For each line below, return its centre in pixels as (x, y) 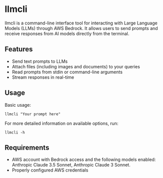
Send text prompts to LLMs (40, 61)
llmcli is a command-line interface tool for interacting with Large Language (81, 23)
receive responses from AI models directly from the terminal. (67, 33)
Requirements (27, 147)
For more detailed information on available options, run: (62, 123)
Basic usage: (18, 105)
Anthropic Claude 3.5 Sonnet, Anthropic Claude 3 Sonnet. (71, 165)
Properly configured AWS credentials (50, 170)
